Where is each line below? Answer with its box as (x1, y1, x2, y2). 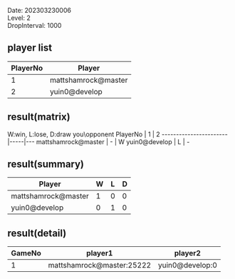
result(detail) (7, 227, 67, 239)
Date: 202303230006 (7, 6, 71, 14)
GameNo (11, 248, 41, 258)
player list (7, 42, 52, 54)
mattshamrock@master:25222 (48, 260, 152, 270)
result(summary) (7, 158, 84, 171)
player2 (174, 248, 202, 258)
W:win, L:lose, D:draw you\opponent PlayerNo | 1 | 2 (7, 130, 160, 138)
